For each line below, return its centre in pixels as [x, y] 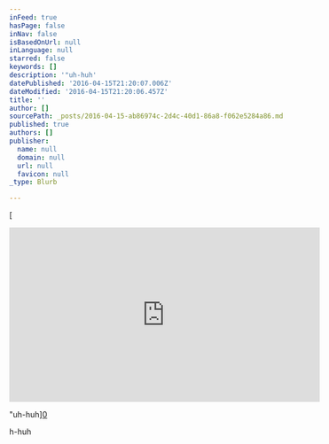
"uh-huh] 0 [28, 415]
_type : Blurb [33, 183]
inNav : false [33, 34]
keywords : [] [33, 67]
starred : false [37, 58]
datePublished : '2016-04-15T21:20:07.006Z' [91, 83]
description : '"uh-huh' [53, 75]
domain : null [41, 157]
